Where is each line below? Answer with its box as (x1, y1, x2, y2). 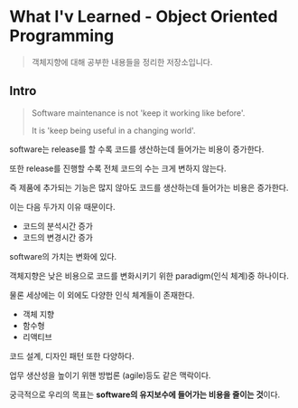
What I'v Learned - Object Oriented (9, 6, 278, 27)
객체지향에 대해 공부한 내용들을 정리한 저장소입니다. (31, 56, 213, 67)
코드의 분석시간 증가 (22, 220, 93, 232)
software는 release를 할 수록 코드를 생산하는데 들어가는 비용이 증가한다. (9, 143, 265, 155)
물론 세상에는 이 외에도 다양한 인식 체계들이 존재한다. (9, 289, 195, 300)
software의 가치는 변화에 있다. (9, 251, 117, 261)
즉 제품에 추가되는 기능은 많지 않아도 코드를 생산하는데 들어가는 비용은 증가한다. (9, 182, 289, 193)
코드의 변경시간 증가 (22, 232, 93, 242)
